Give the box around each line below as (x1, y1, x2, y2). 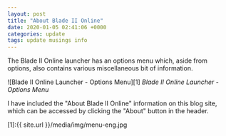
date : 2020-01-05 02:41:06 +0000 (7, 23, 107, 31)
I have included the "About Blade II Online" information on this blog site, (7, 99, 217, 108)
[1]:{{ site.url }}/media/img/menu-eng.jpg (7, 120, 128, 129)
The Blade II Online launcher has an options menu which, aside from (7, 56, 208, 65)
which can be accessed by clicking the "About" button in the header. (7, 107, 209, 115)
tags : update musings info (7, 37, 88, 44)
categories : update (7, 30, 66, 38)
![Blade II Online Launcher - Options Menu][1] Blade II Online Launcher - (7, 78, 220, 86)
